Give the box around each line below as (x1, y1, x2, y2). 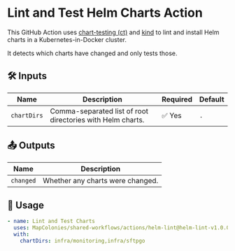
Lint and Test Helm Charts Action (7, 5, 203, 21)
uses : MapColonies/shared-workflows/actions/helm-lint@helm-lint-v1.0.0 (13, 224, 230, 231)
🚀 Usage (7, 199, 44, 211)
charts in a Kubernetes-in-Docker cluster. (7, 35, 127, 43)
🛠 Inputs (7, 70, 48, 82)
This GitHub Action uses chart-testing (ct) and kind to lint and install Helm (7, 28, 220, 36)
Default (199, 94, 225, 104)
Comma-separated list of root (50, 106, 149, 116)
